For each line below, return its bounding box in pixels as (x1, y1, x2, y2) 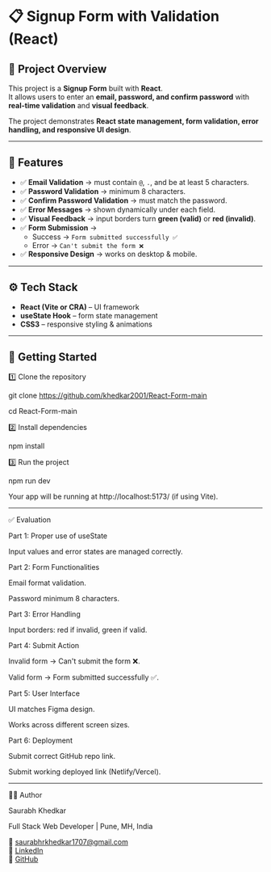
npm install (8, 441, 45, 451)
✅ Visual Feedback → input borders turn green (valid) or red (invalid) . (19, 213, 256, 223)
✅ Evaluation (8, 515, 52, 524)
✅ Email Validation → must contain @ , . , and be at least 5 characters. (19, 177, 250, 187)
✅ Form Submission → (19, 222, 98, 232)
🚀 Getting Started (8, 350, 98, 364)
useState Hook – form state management (19, 310, 159, 320)
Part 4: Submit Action (8, 641, 80, 651)
